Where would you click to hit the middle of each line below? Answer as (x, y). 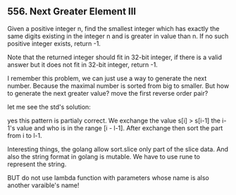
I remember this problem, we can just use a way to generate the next (107, 78)
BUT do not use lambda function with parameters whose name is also (108, 177)
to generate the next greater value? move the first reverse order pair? (108, 93)
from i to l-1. (25, 135)
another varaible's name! (43, 185)
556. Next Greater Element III (72, 12)
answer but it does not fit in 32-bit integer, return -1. (83, 64)
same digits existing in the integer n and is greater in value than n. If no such (118, 36)
